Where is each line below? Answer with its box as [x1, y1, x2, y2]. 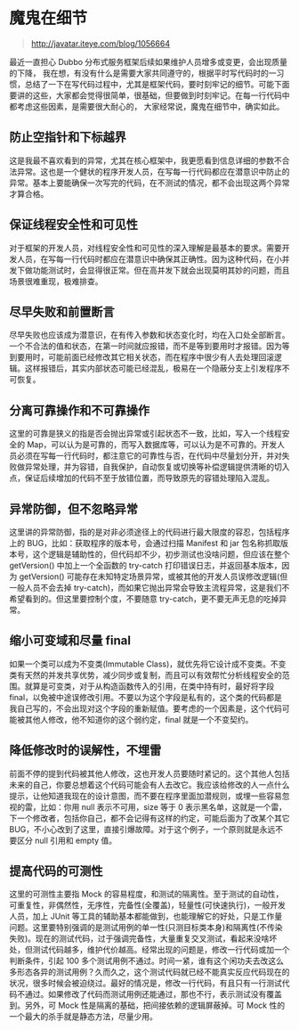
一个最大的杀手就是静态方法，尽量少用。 [9, 1011, 158, 1022]
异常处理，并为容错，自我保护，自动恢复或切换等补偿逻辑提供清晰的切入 [24, 462, 290, 472]
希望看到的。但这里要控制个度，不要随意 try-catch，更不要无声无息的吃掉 [9, 593, 279, 604]
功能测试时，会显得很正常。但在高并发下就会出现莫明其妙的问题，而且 [32, 265, 290, 275]
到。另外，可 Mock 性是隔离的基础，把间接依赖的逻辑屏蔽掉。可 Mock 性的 [9, 1000, 286, 1011]
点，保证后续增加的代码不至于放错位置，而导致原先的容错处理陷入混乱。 [9, 473, 274, 484]
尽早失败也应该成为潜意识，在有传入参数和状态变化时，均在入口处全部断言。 [9, 330, 290, 340]
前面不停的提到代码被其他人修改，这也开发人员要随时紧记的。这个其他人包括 [9, 768, 290, 779]
